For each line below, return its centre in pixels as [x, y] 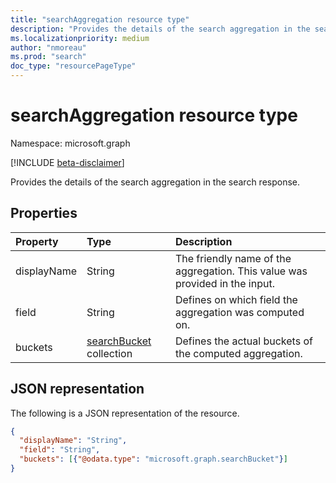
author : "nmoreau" [48, 47]
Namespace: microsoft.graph [70, 143]
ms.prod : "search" [48, 57]
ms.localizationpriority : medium [80, 38]
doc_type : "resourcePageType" [73, 66]
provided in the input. [224, 283]
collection [109, 353]
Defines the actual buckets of [243, 341]
